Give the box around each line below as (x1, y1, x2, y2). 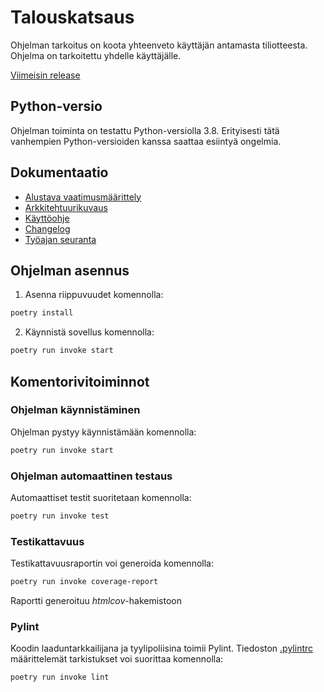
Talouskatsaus (10, 6, 135, 29)
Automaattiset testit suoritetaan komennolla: (10, 491, 192, 503)
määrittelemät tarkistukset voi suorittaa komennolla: (10, 653, 224, 665)
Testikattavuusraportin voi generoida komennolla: (10, 557, 214, 570)
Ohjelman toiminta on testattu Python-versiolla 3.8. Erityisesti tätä (10, 124, 280, 136)
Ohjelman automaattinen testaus (10, 469, 173, 483)
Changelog (24, 222, 71, 235)
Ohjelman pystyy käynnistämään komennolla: (10, 426, 197, 438)
